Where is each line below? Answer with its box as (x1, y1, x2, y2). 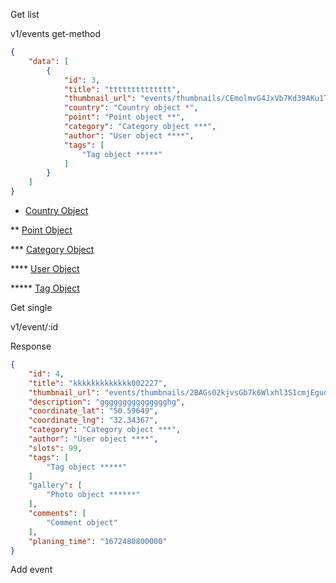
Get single (10, 302, 53, 313)
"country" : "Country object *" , (63, 103, 199, 113)
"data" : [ (28, 56, 70, 66)
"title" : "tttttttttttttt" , (63, 84, 182, 94)
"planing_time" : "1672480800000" (28, 536, 168, 546)
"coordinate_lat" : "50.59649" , (28, 406, 159, 416)
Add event (10, 564, 53, 576)
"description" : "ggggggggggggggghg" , (28, 397, 186, 407)
